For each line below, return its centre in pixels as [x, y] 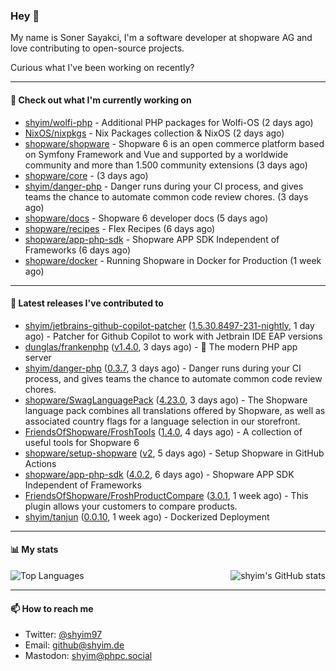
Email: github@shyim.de [74, 645]
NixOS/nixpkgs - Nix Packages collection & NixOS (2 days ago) [154, 133]
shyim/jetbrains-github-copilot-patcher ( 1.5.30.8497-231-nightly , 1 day [169, 325]
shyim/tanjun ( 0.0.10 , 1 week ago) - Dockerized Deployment [147, 516]
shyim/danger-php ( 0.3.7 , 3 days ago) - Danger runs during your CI [163, 368]
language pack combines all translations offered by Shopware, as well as [175, 410]
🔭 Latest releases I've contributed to [87, 303]
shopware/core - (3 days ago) [86, 175]
